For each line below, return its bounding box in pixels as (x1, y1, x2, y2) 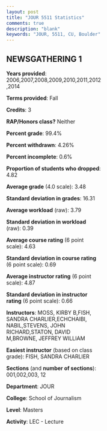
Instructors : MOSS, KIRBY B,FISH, (6, 309, 92, 316)
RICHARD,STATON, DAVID (6, 328, 71, 335)
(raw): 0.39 (6, 225, 34, 232)
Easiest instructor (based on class (6, 346, 93, 354)
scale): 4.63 (6, 243, 36, 250)
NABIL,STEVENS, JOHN (6, 321, 66, 329)
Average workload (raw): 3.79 (6, 206, 82, 214)
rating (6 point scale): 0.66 (6, 297, 73, 304)
